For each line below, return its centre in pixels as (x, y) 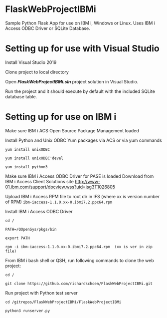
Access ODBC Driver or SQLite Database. (48, 28)
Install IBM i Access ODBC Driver (39, 211)
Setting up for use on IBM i (61, 117)
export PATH (17, 238)
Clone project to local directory (37, 72)
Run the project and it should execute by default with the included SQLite (80, 91)
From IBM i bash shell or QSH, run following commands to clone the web (80, 260)
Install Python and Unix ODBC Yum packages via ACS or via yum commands (83, 140)
